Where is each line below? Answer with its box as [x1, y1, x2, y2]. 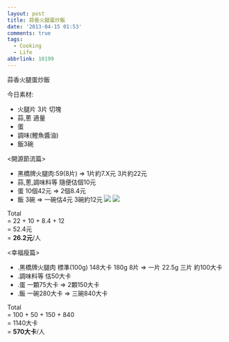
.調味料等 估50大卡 [17, 272, 71, 280]
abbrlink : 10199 [7, 56, 54, 63]
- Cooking [13, 42, 42, 49]
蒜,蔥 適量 [17, 113, 46, 122]
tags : [7, 36, 23, 43]
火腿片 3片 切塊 [17, 105, 62, 113]
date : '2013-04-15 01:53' [7, 23, 82, 30]
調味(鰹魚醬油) [17, 131, 59, 139]
